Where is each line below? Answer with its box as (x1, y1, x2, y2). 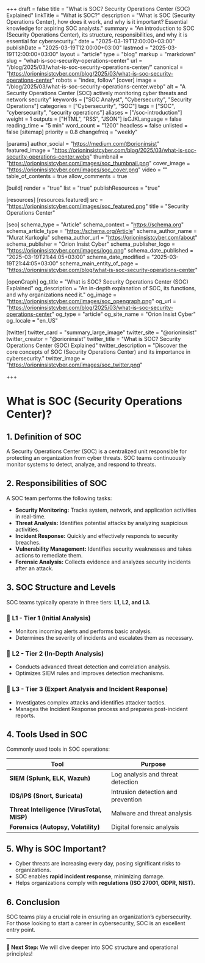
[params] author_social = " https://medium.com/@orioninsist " (6, 140, 160, 147)
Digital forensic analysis (110, 823, 179, 831)
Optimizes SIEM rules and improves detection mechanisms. (15, 670, 165, 677)
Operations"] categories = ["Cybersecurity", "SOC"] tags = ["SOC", (6, 102, 176, 109)
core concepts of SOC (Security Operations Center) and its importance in (6, 348, 191, 356)
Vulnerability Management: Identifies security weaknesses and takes (15, 545, 192, 553)
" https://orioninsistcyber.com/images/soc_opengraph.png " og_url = (6, 298, 177, 304)
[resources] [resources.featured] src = (6, 196, 104, 203)
